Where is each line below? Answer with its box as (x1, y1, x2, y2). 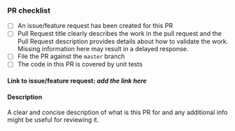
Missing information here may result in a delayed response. (17, 45, 189, 53)
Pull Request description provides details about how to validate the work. (17, 37, 229, 46)
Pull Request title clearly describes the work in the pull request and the (17, 29, 222, 38)
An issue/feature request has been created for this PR (17, 22, 173, 30)
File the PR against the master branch (17, 52, 125, 61)
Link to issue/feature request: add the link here (7, 76, 147, 85)
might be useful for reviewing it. (7, 116, 100, 124)
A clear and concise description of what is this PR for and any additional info (7, 108, 228, 117)
